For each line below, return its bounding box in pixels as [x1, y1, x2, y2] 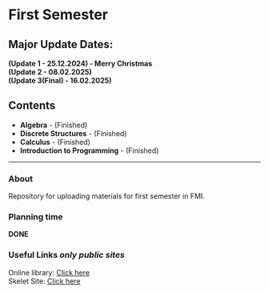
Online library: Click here [8, 267, 90, 277]
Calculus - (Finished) [19, 137, 90, 146]
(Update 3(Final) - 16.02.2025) [8, 76, 112, 85]
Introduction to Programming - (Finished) [19, 146, 159, 155]
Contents [8, 98, 56, 113]
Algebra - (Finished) [19, 120, 88, 130]
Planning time [8, 211, 63, 223]
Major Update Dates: [8, 38, 114, 51]
